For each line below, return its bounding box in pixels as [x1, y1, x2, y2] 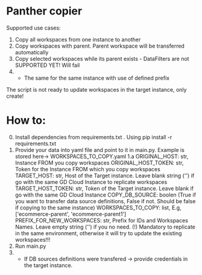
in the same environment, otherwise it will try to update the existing [14, 229, 182, 236]
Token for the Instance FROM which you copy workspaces [14, 165, 161, 172]
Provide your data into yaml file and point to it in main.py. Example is [14, 146, 185, 153]
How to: [6, 113, 46, 127]
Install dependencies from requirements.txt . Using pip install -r [14, 133, 172, 141]
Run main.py [14, 242, 46, 250]
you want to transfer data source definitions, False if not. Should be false [14, 197, 196, 204]
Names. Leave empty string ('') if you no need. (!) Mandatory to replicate [14, 223, 196, 230]
